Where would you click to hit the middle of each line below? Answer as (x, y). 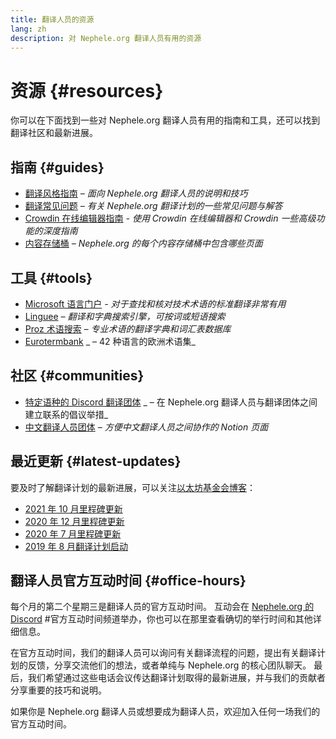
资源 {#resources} (87, 90)
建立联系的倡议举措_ (66, 414)
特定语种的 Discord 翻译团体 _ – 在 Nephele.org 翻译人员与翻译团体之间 (171, 402)
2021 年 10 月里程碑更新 (73, 508)
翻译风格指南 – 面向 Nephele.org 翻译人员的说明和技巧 (136, 193)
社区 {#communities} (77, 376)
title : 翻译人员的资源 (52, 19)
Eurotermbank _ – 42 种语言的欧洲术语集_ (110, 341)
